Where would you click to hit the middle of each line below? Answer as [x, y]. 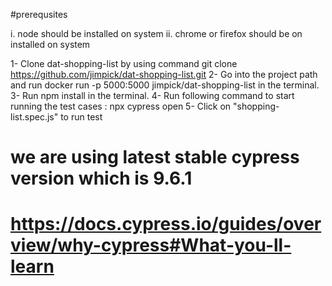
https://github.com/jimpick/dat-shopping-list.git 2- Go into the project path [164, 74]
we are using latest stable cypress [155, 157]
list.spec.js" [34, 117]
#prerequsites [39, 14]
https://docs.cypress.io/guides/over [166, 224]
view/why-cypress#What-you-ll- [151, 245]
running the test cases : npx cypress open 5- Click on [121, 106]
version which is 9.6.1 [101, 178]
